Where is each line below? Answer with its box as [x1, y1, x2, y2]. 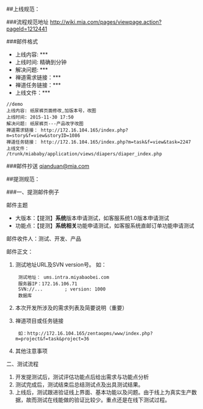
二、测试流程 [6, 360, 38, 367]
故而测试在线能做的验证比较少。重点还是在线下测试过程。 [26, 396, 171, 403]
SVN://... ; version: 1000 [18, 286, 106, 292]
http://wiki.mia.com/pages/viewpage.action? [49, 18, 162, 26]
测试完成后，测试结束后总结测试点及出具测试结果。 [15, 381, 144, 388]
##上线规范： [6, 6, 40, 12]
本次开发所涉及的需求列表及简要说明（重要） [15, 304, 128, 311]
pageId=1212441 [6, 25, 48, 32]
